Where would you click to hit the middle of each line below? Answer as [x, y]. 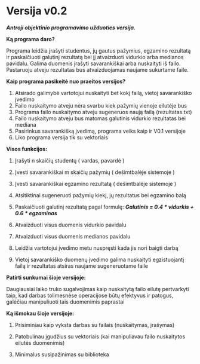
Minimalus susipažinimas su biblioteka [62, 354]
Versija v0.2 [37, 11]
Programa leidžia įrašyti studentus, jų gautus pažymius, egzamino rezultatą [99, 51]
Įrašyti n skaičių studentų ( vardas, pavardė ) [70, 160]
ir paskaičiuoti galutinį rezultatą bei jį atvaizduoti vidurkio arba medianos [95, 57]
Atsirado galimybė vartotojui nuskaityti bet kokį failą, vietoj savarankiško [103, 93]
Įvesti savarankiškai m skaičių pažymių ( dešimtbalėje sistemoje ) [95, 172]
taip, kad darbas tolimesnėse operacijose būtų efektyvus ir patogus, [90, 295]
